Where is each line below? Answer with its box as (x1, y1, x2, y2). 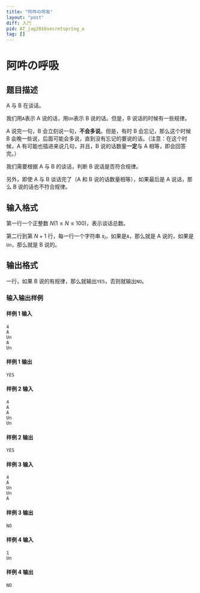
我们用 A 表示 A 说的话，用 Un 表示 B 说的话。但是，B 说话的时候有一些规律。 (6, 115, 190, 122)
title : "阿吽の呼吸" (6, 8, 53, 15)
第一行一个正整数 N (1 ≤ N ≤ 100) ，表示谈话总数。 (6, 219, 129, 226)
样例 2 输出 (6, 433, 34, 441)
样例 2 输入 (6, 385, 34, 393)
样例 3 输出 (6, 509, 34, 517)
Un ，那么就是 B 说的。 (6, 241, 61, 248)
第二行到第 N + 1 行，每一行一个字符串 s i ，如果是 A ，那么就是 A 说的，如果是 (6, 232, 194, 241)
